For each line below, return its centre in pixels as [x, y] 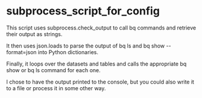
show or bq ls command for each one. [53, 70]
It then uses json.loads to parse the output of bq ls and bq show [86, 46]
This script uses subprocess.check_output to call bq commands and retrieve [101, 28]
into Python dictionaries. [68, 52]
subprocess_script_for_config [83, 11]
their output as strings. [34, 34]
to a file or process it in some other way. [56, 88]
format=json [22, 52]
